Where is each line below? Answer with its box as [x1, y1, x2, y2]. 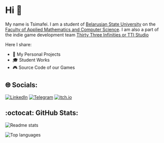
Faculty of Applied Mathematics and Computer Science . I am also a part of [5, 26, 159, 32]
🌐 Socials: [5, 81, 38, 89]
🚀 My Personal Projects [12, 51, 61, 57]
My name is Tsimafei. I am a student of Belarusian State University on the [5, 21, 156, 27]
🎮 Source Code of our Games [12, 64, 75, 70]
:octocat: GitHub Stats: [5, 109, 78, 117]
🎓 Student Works [12, 57, 50, 63]
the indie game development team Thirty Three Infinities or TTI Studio [5, 32, 149, 38]
